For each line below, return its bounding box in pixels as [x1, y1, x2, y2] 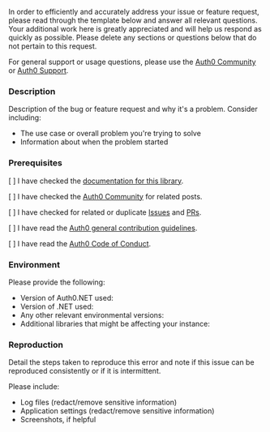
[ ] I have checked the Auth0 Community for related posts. [8, 191, 203, 201]
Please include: [8, 382, 60, 391]
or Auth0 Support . [8, 66, 69, 75]
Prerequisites [8, 157, 62, 169]
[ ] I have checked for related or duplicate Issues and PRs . [8, 207, 202, 217]
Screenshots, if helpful [19, 415, 96, 425]
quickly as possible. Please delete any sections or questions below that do [8, 32, 257, 42]
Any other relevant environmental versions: [19, 310, 165, 319]
